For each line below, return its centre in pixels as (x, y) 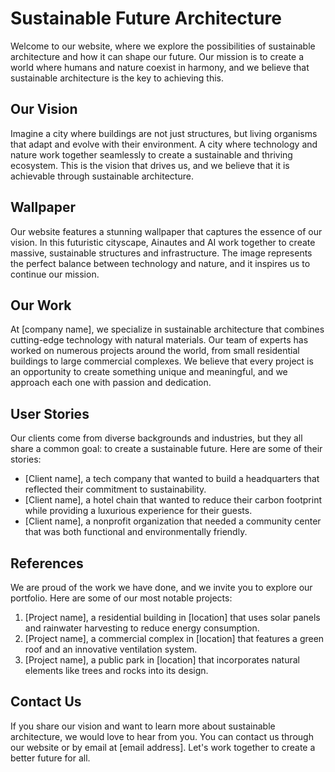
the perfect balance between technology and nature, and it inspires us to (160, 263)
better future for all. (50, 758)
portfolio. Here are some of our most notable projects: (121, 598)
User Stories (50, 413)
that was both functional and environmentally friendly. (136, 532)
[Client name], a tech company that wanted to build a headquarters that (172, 479)
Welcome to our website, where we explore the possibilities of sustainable (163, 46)
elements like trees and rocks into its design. (116, 670)
